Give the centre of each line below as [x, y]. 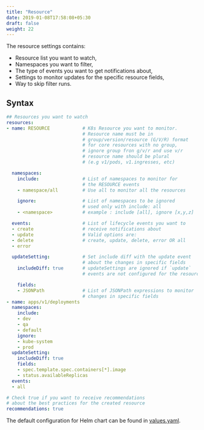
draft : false [23, 23]
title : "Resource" [29, 12]
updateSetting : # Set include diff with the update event [101, 257]
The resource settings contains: [46, 46]
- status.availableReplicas [53, 375]
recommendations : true [35, 409]
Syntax [20, 103]
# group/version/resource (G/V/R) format [135, 140]
